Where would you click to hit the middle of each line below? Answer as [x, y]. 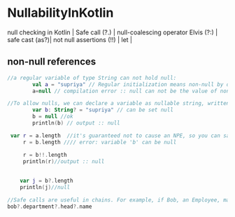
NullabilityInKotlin [60, 13]
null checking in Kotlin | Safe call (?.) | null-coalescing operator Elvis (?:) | [113, 32]
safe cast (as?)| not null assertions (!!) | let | [70, 39]
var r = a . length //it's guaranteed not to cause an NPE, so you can [115, 135]
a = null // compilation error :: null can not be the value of [125, 91]
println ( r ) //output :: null [64, 161]
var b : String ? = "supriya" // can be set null [103, 110]
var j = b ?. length [47, 181]
